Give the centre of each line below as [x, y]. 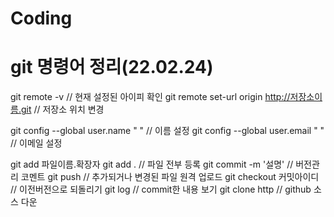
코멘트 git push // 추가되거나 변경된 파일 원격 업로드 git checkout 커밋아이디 [170, 177]
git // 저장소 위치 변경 [62, 109]
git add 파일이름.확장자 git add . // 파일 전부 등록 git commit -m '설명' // [152, 164]
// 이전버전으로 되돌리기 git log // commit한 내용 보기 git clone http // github [161, 189]
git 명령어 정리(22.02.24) [112, 67]
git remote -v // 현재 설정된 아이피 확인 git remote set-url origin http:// [150, 97]
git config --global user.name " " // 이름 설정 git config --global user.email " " [167, 131]
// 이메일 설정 [36, 143]
